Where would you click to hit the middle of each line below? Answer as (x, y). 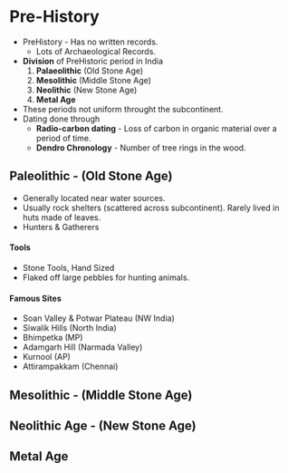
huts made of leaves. (62, 217)
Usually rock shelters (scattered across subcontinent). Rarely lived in (151, 208)
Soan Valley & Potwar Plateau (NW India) (98, 318)
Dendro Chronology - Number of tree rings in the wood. (141, 148)
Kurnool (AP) (46, 357)
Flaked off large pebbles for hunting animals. (106, 277)
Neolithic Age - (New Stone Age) (103, 425)
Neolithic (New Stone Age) (86, 90)
